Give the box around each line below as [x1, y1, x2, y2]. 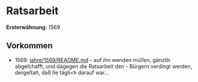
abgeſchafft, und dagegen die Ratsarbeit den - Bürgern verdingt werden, [14, 63, 193, 70]
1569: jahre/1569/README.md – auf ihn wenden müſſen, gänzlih [14, 56, 171, 63]
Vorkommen [6, 41, 53, 51]
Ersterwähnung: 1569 [6, 24, 61, 31]
